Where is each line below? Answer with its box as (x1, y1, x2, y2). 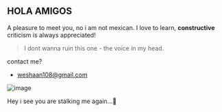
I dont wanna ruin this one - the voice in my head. (23, 44, 164, 52)
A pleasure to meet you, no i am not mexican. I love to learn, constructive (7, 23, 215, 31)
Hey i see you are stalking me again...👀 (7, 97, 117, 105)
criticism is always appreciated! (7, 31, 96, 39)
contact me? (7, 57, 42, 66)
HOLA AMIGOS (7, 5, 73, 17)
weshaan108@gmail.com (16, 70, 88, 79)
